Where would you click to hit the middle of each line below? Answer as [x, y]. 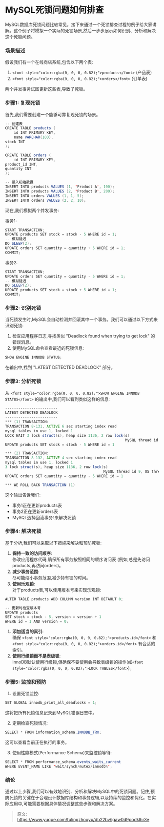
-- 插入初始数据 [19, 182]
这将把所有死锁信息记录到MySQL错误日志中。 [51, 713]
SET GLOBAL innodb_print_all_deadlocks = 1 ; [51, 703]
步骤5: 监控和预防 [26, 682]
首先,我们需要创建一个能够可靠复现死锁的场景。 [53, 114]
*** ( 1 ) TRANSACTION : [27, 422]
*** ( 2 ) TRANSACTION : [27, 453]
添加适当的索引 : [28, 632]
